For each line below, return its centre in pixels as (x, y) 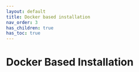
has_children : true (30, 28)
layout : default (26, 11)
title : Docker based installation (48, 17)
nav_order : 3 (22, 22)
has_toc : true (23, 33)
